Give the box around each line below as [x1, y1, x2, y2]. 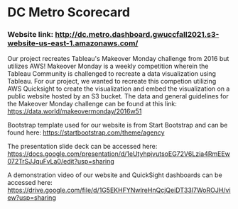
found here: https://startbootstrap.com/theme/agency [7, 128, 165, 137]
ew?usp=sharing [7, 193, 57, 202]
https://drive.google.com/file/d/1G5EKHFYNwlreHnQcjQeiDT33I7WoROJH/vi [7, 186, 231, 195]
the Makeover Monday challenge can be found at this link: [7, 100, 178, 108]
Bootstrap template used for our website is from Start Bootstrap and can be [7, 121, 228, 130]
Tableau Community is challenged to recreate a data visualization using [7, 69, 217, 78]
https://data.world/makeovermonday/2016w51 [7, 107, 142, 115]
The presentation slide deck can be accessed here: [7, 142, 158, 151]
